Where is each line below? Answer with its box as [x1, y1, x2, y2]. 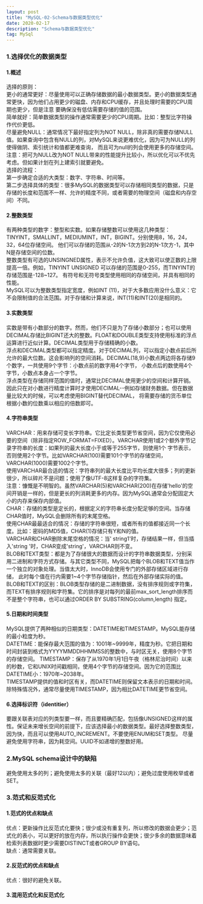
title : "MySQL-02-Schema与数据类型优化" [6, 15, 103, 21]
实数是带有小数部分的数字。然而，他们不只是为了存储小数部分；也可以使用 [6, 324, 192, 331]
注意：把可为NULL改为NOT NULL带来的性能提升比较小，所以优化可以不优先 [6, 151, 195, 159]
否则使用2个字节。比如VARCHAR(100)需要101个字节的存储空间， [6, 451, 166, 459]
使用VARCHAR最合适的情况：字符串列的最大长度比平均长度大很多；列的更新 [6, 467, 196, 474]
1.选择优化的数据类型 [6, 53, 67, 61]
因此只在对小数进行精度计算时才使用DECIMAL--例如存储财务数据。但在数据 [6, 384, 193, 391]
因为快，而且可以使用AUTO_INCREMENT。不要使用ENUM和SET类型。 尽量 [6, 730, 193, 738]
